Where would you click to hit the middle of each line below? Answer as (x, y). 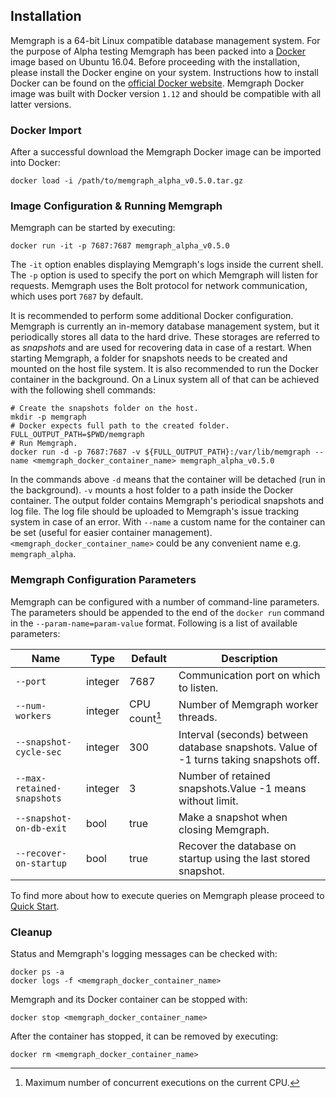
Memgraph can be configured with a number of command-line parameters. (165, 601)
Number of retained (224, 776)
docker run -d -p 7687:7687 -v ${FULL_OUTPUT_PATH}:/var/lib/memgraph (160, 452)
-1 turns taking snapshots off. (249, 760)
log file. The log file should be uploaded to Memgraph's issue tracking (155, 511)
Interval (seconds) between (243, 735)
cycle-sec (38, 752)
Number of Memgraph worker (248, 705)
